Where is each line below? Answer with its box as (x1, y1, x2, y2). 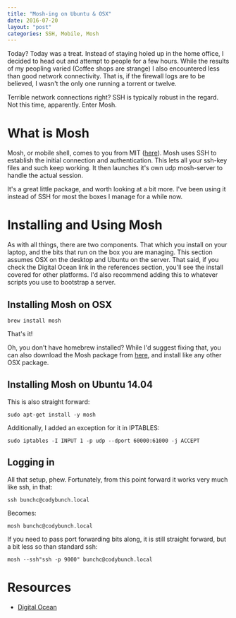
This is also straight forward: (7, 397, 90, 406)
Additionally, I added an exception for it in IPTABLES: (7, 423, 160, 432)
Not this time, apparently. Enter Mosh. (7, 100, 118, 109)
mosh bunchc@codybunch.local (7, 522, 93, 530)
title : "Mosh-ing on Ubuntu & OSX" (7, 10, 112, 18)
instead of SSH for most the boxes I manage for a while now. (7, 192, 183, 201)
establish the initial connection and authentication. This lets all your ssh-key (7, 156, 228, 165)
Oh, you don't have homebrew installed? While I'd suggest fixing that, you (7, 343, 221, 352)
